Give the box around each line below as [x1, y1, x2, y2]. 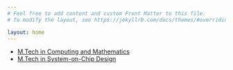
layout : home [7, 29, 45, 36]
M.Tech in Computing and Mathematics [17, 47, 130, 56]
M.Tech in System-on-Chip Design [17, 55, 116, 63]
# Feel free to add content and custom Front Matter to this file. [7, 10, 207, 17]
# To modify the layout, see [7, 16, 92, 23]
